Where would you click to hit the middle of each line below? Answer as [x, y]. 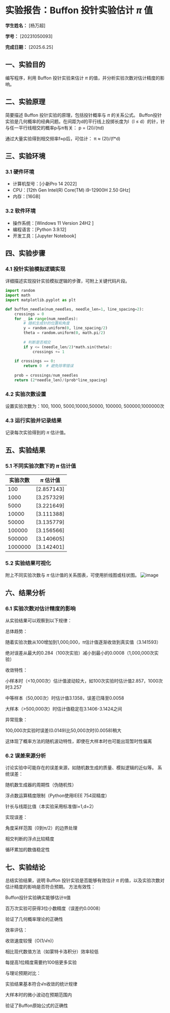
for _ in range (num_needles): [46, 319]
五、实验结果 [25, 450]
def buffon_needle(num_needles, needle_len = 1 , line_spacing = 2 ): [75, 309]
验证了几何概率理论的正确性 [34, 919]
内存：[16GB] [26, 197]
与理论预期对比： [23, 973]
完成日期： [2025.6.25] [29, 47]
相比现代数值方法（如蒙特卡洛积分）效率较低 [52, 951]
